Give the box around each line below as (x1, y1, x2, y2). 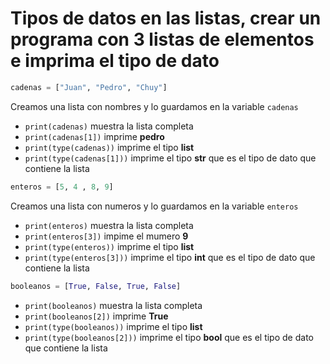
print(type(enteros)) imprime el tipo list (24, 240, 195, 252)
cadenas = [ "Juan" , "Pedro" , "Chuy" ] (10, 82, 168, 92)
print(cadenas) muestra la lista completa (24, 120, 194, 132)
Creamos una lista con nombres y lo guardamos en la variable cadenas (10, 100, 299, 112)
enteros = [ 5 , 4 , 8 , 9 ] (10, 182, 114, 192)
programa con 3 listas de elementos (10, 28, 315, 51)
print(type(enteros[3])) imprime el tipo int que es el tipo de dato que (24, 251, 316, 263)
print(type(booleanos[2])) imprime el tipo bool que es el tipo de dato (24, 331, 314, 343)
